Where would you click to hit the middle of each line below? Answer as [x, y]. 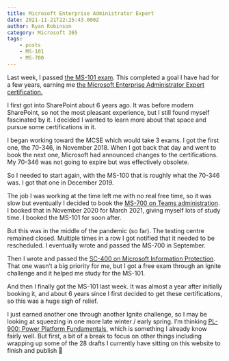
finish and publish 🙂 [35, 350]
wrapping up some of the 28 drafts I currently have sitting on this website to [114, 343]
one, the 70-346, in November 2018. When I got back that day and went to [112, 147]
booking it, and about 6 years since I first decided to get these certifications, [115, 293]
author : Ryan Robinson [39, 26]
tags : [15, 39]
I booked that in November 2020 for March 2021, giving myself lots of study [114, 210]
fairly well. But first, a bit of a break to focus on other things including [105, 336]
